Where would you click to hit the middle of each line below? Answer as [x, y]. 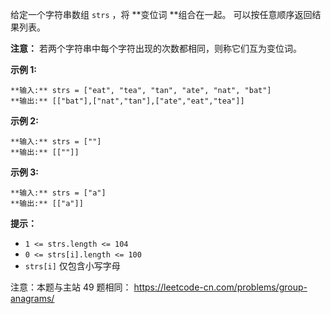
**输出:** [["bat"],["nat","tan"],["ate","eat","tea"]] [127, 101]
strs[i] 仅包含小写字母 [72, 266]
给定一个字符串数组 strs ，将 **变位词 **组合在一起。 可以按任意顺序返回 [161, 14]
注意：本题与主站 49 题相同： [71, 287]
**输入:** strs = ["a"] [58, 193]
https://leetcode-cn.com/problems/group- [220, 287]
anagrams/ [32, 298]
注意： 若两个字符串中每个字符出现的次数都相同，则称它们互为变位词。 [156, 48]
